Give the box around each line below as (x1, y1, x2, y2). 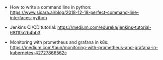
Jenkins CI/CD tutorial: (9, 24, 56, 30)
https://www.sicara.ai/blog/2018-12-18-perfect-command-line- (9, 9, 139, 15)
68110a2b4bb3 (9, 30, 41, 35)
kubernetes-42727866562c (9, 50, 67, 56)
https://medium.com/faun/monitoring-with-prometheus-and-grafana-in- (9, 45, 158, 50)
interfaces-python (9, 15, 47, 20)
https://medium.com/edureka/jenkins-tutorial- (57, 24, 152, 30)
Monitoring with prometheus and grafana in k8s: (9, 39, 109, 45)
